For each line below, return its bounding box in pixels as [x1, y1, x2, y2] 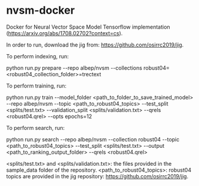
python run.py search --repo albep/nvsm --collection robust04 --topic [6, 135, 180, 143]
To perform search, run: [6, 124, 65, 131]
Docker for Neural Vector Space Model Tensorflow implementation [6, 23, 170, 30]
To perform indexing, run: [6, 52, 69, 60]
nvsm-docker [6, 4, 75, 17]
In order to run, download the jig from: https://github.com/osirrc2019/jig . [6, 41, 184, 48]
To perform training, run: [6, 82, 67, 89]
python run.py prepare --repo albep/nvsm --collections [6, 64, 142, 72]
